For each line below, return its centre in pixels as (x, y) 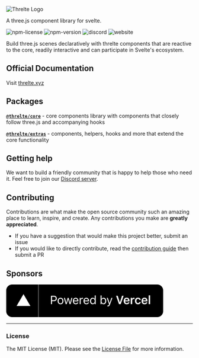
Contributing (30, 198)
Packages (25, 102)
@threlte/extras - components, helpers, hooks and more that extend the (95, 133)
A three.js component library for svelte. (54, 20)
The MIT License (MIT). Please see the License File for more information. (95, 349)
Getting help (29, 159)
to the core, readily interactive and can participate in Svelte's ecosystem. (95, 50)
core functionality (28, 140)
